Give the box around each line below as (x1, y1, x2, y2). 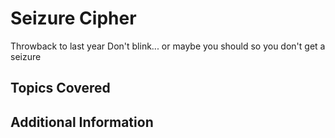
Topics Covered (10, 80, 111, 97)
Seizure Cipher (10, 7, 137, 30)
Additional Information (10, 113, 154, 131)
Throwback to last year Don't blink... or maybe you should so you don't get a (10, 40, 326, 52)
